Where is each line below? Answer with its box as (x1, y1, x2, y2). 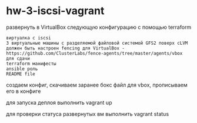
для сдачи (6, 55, 31, 61)
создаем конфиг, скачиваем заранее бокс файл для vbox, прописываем (6, 81, 188, 88)
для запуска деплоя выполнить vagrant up (6, 99, 112, 106)
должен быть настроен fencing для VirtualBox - (6, 45, 125, 51)
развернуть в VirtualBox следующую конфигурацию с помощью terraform (6, 24, 192, 31)
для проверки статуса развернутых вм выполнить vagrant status (6, 110, 169, 117)
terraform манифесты (6, 61, 57, 67)
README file (6, 71, 35, 77)
